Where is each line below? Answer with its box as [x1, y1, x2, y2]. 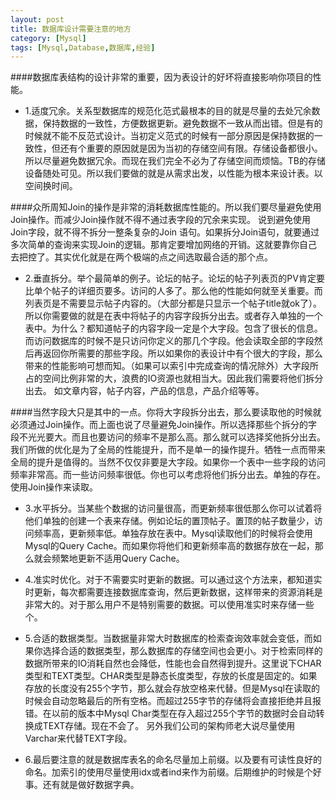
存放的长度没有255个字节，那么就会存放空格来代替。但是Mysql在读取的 [24, 682, 320, 695]
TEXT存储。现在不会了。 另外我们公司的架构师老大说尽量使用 [42, 720, 296, 732]
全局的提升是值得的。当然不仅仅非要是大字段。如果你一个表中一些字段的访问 [10, 456, 326, 468]
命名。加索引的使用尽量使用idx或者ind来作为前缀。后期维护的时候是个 [24, 766, 313, 778]
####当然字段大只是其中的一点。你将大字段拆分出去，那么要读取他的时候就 [10, 406, 322, 418]
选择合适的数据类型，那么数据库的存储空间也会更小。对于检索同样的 [42, 645, 323, 657]
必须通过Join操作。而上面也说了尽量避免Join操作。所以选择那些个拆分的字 [10, 419, 318, 431]
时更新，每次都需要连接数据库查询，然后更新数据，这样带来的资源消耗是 [24, 586, 323, 598]
